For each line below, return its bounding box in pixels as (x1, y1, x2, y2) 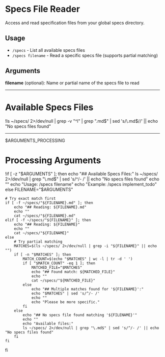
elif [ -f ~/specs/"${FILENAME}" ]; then (5, 218, 91, 223)
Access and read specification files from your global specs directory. (5, 20, 145, 26)
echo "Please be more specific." (31, 300, 100, 305)
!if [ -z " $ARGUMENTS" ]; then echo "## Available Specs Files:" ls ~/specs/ (5, 171, 158, 177)
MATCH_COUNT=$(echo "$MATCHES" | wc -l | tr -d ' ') (23, 256, 133, 262)
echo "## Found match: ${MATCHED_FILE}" (31, 270, 115, 275)
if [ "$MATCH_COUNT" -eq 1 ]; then (23, 261, 96, 266)
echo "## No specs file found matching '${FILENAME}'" (23, 313, 137, 318)
